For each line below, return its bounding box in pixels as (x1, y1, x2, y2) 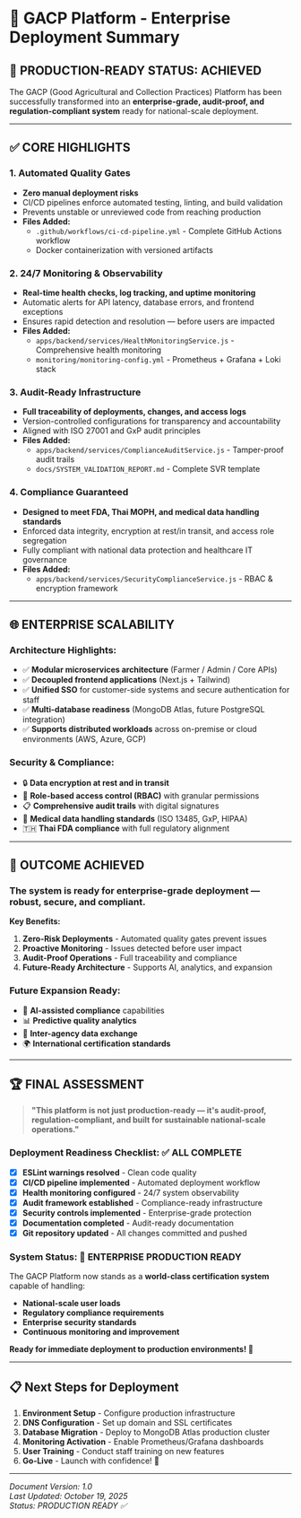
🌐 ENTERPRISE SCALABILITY (9, 616, 175, 632)
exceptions (21, 306, 64, 317)
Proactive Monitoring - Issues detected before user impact (21, 943, 242, 954)
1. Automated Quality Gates (9, 167, 132, 179)
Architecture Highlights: (9, 643, 117, 656)
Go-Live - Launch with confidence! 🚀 (21, 1455, 159, 1466)
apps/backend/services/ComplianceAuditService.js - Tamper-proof (35, 444, 284, 456)
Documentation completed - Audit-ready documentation (21, 1217, 235, 1228)
